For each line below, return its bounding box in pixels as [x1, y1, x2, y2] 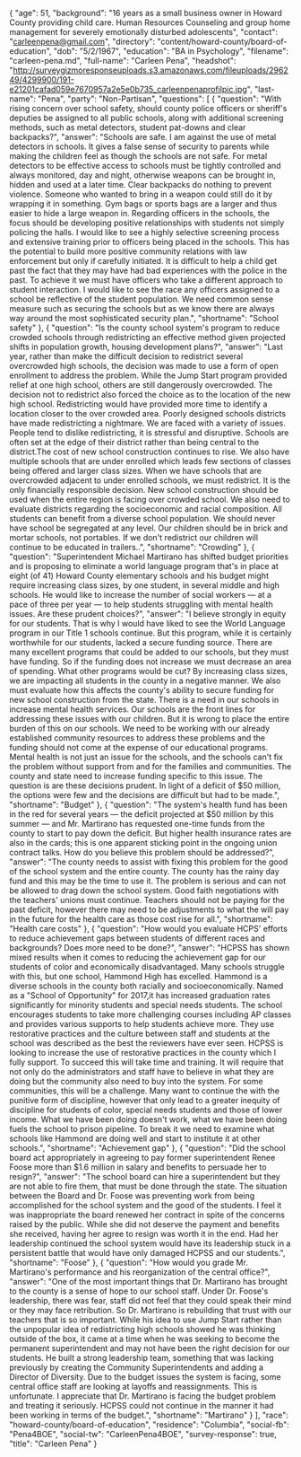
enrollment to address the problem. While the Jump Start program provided [9, 370, 288, 381]
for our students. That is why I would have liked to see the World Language [9, 619, 286, 628]
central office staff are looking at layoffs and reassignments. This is [9, 1382, 258, 1391]
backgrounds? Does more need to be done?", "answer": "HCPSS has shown [9, 943, 289, 952]
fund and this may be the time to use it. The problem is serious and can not [9, 875, 287, 886]
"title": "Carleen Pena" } [9, 1438, 98, 1449]
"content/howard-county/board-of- [156, 36, 288, 47]
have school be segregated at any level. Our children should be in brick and [9, 522, 288, 533]
